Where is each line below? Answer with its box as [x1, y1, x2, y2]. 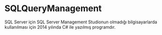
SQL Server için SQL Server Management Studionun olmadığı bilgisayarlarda [4, 19, 157, 25]
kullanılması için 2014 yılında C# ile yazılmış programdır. [4, 24, 116, 30]
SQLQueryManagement [4, 3, 102, 14]
